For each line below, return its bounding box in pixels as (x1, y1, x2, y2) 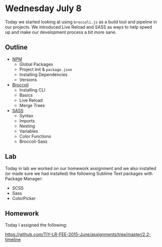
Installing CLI (19, 87, 46, 93)
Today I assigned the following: (5, 222, 67, 228)
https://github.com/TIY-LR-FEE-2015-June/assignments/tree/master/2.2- (5, 232, 151, 237)
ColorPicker (12, 195, 36, 201)
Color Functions (19, 133, 51, 139)
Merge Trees (19, 102, 45, 108)
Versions (19, 77, 37, 82)
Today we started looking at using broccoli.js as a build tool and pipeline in (5, 19, 157, 25)
